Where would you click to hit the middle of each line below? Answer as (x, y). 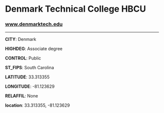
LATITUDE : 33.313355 (27, 77)
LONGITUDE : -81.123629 (30, 87)
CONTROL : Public (23, 58)
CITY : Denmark (21, 39)
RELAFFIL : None (21, 96)
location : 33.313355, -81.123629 (37, 105)
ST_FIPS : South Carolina (30, 68)
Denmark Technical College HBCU (76, 9)
